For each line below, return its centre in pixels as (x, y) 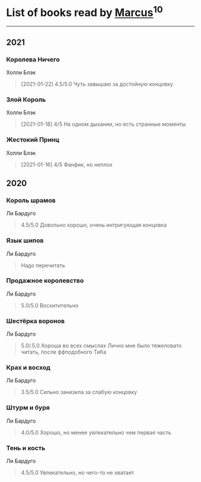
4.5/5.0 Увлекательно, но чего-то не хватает (77, 473)
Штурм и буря (28, 408)
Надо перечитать (43, 265)
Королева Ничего (33, 59)
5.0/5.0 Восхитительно (50, 305)
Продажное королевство (45, 281)
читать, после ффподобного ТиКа (63, 352)
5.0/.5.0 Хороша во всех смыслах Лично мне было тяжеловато (101, 346)
